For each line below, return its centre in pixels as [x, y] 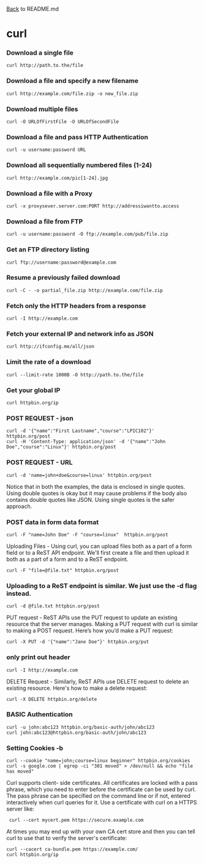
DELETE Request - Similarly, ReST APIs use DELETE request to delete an [98, 681]
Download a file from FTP [45, 222]
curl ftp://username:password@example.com [61, 262]
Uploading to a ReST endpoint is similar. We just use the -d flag [102, 585]
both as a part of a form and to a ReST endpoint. [67, 559]
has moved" [20, 772]
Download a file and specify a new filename [73, 81]
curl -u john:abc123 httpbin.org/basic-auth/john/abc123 [81, 727]
